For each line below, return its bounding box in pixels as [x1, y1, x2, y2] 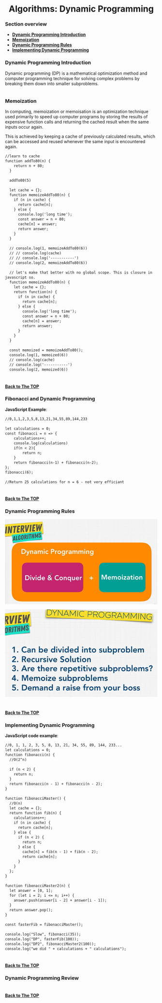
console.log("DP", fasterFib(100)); [5, 937, 79, 941]
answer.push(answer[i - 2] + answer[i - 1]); [14, 898, 107, 903]
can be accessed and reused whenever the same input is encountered [5, 139, 146, 145]
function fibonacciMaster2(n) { [5, 883, 70, 888]
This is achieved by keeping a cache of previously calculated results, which [5, 133, 156, 139]
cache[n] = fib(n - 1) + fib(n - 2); [22, 849, 98, 854]
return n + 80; [14, 163, 44, 168]
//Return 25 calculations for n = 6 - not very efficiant [5, 479, 124, 485]
